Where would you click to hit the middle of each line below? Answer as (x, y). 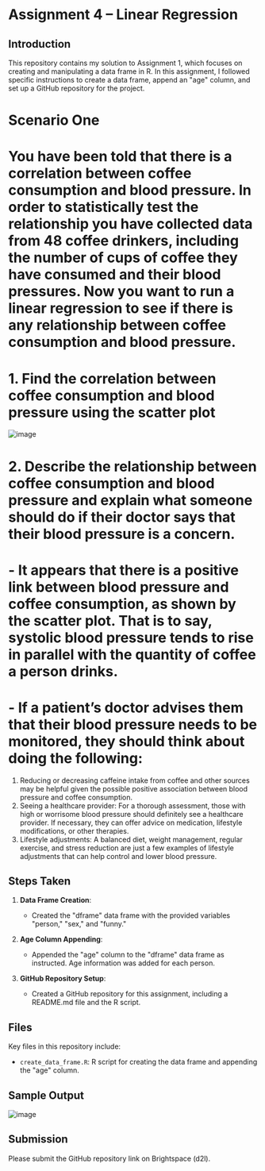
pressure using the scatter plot (112, 412)
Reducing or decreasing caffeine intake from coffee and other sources (134, 780)
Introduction (40, 44)
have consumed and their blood (115, 275)
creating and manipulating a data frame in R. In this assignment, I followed (129, 71)
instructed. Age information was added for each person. (123, 963)
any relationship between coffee (117, 325)
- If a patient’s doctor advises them (126, 707)
